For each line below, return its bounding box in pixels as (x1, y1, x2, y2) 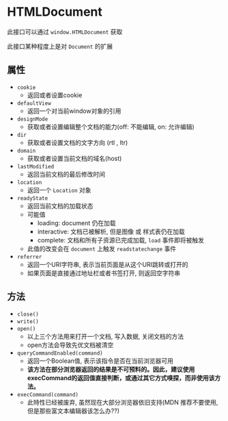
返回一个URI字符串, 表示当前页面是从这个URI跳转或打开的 (27, 260, 188, 268)
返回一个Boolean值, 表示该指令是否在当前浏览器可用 (27, 357, 174, 365)
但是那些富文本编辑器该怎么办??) (27, 407, 120, 415)
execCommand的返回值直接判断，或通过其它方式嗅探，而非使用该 (27, 374, 215, 382)
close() (16, 311, 39, 318)
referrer (16, 253, 42, 260)
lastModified (16, 163, 55, 170)
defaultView (16, 100, 51, 107)
